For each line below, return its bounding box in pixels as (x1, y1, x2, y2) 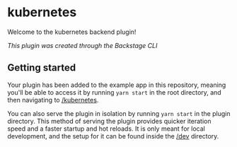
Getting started (7, 61, 76, 74)
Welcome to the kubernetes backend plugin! (7, 28, 137, 36)
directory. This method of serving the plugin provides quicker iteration (7, 117, 212, 125)
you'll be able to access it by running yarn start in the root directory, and (7, 88, 221, 96)
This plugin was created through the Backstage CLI (7, 41, 158, 49)
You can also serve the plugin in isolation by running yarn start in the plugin (7, 109, 231, 117)
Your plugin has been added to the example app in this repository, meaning (7, 81, 226, 89)
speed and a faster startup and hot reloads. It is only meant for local (7, 124, 205, 133)
